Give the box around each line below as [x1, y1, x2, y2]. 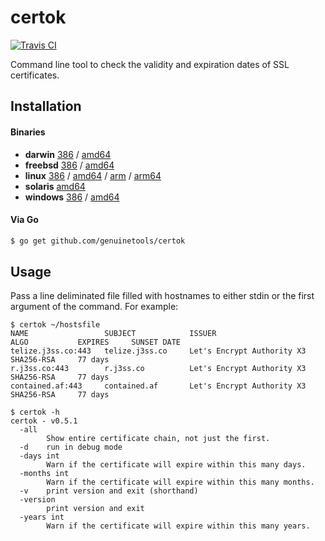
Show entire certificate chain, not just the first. [46, 434, 271, 444]
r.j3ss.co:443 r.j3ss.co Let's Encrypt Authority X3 [10, 364, 307, 374]
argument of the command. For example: [10, 301, 179, 313]
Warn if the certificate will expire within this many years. [46, 521, 311, 531]
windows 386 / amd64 [24, 191, 120, 203]
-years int [19, 512, 65, 523]
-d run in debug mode [19, 442, 123, 453]
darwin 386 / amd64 [24, 148, 112, 160]
